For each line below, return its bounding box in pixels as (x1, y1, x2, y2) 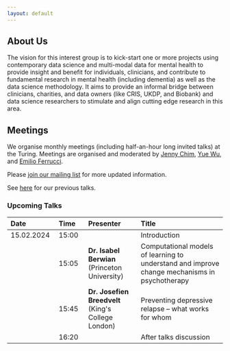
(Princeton (88, 263, 122, 272)
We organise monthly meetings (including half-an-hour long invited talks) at (7, 143, 220, 151)
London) (88, 321, 116, 330)
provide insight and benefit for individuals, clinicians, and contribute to (7, 68, 206, 76)
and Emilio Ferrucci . (7, 157, 64, 165)
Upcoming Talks (7, 201, 63, 210)
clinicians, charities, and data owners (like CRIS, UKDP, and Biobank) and (7, 90, 214, 98)
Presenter (88, 219, 121, 228)
